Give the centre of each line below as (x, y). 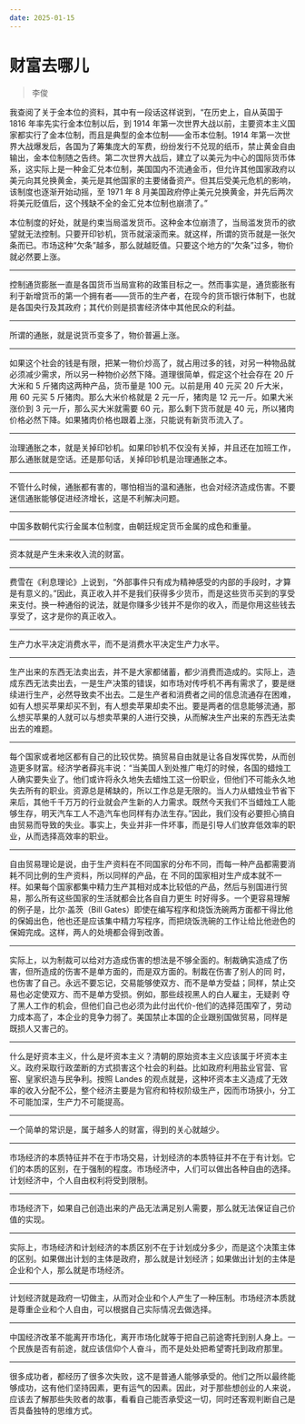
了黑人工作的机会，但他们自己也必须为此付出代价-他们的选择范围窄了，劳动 (151, 1005)
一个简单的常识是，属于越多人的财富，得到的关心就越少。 (117, 1129)
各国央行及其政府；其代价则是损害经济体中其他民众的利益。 (128, 307)
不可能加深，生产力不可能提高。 (69, 1101)
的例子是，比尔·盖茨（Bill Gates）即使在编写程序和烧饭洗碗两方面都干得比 (148, 909)
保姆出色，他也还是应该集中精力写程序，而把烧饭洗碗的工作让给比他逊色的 (156, 921)
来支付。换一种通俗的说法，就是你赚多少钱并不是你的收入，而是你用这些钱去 (152, 604)
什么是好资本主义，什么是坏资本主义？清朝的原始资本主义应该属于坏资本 (144, 1055)
